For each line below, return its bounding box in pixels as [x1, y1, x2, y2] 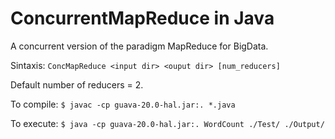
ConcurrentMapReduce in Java [10, 7, 275, 30]
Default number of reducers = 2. [10, 78, 144, 91]
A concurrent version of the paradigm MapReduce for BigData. [10, 40, 269, 52]
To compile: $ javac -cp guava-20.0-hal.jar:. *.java [10, 98, 236, 110]
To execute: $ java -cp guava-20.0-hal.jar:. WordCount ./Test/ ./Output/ [10, 117, 325, 129]
